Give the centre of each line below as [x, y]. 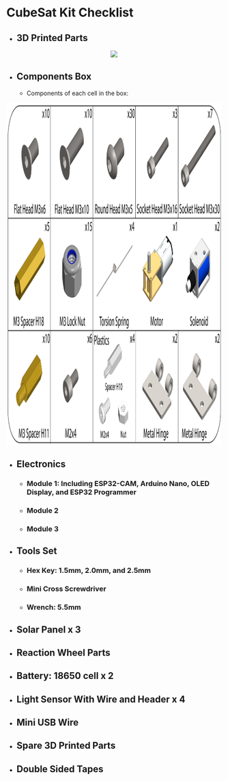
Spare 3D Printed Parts [66, 746]
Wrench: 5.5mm [54, 607]
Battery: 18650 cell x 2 [65, 676]
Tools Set [37, 551]
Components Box [54, 77]
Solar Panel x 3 [48, 629]
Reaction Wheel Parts [63, 653]
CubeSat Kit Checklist [70, 13]
